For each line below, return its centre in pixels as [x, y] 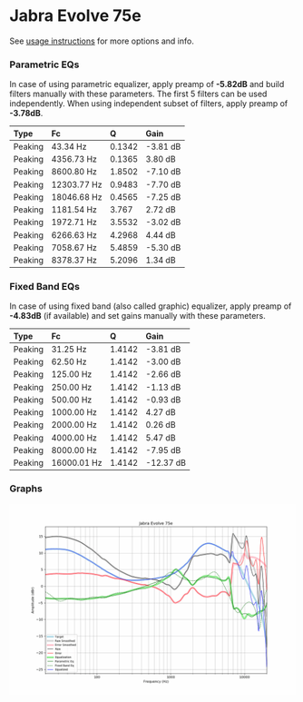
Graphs [26, 489]
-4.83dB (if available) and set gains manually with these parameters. [137, 316]
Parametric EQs [44, 64]
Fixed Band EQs [44, 286]
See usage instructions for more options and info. [102, 41]
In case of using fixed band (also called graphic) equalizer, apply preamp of [151, 306]
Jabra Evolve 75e [76, 16]
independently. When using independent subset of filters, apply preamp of [149, 104]
